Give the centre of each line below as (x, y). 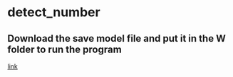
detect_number (54, 12)
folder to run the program (65, 49)
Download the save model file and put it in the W (116, 38)
